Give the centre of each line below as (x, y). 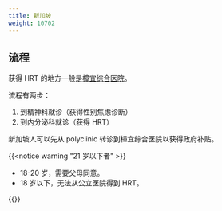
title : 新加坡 (30, 16)
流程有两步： (29, 95)
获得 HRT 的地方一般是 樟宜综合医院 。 (70, 78)
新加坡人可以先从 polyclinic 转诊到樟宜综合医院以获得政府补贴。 (113, 139)
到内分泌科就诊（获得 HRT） (67, 122)
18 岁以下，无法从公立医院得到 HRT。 (81, 183)
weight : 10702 (32, 23)
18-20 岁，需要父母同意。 (62, 173)
